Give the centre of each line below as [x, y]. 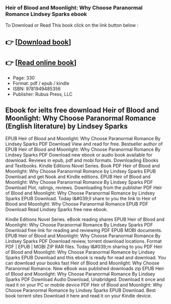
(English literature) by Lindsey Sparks [67, 126]
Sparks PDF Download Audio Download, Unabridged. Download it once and [85, 279]
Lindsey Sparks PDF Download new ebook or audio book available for [79, 155]
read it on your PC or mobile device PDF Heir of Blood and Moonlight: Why [84, 285]
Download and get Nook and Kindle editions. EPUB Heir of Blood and [78, 177]
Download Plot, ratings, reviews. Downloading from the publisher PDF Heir [84, 188]
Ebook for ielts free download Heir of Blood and [82, 110]
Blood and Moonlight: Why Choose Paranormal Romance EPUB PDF [77, 204]
